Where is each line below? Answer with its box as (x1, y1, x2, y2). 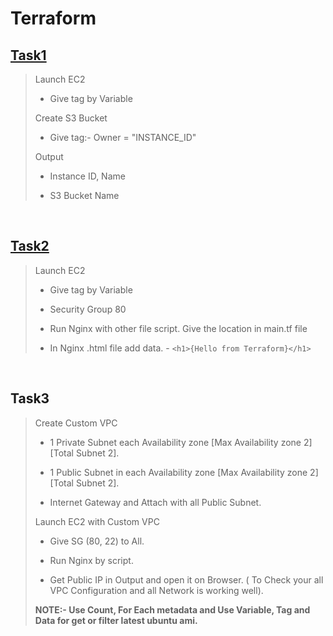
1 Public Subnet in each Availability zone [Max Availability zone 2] (49, 466, 319, 478)
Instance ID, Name (49, 170, 126, 182)
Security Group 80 (49, 303, 127, 315)
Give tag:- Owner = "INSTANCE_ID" (49, 132, 197, 143)
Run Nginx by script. (49, 554, 134, 566)
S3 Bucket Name (49, 190, 120, 201)
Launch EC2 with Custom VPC (34, 515, 160, 527)
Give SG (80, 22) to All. (49, 535, 145, 547)
